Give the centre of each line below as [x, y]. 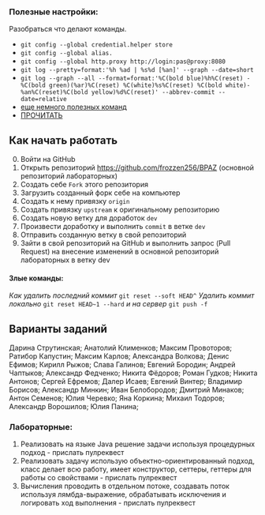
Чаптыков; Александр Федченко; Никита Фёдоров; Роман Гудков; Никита [133, 373]
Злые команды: [36, 278]
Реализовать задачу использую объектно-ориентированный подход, [138, 461]
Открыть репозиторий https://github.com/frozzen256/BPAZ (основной [137, 167]
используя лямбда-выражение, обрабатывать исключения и [123, 494]
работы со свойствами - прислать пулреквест [99, 478]
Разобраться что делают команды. [68, 29]
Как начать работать [63, 140]
